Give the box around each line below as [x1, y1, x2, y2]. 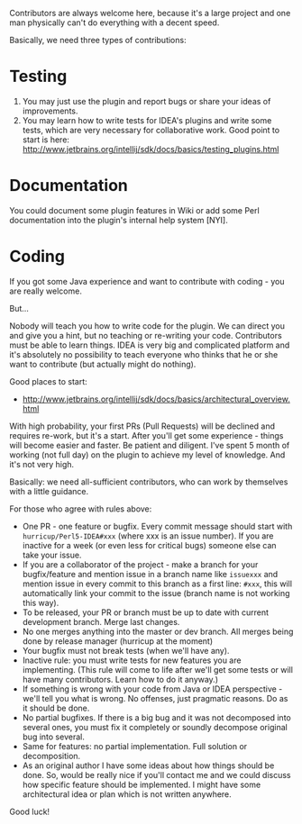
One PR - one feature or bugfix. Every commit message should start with [22, 521, 293, 531]
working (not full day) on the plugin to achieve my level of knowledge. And [9, 449, 286, 460]
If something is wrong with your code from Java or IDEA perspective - [22, 684, 283, 694]
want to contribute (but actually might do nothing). [9, 358, 197, 369]
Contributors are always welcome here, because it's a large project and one [9, 8, 291, 18]
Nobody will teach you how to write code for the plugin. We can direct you [9, 320, 286, 331]
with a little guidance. [9, 485, 89, 496]
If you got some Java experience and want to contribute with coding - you [9, 276, 285, 286]
